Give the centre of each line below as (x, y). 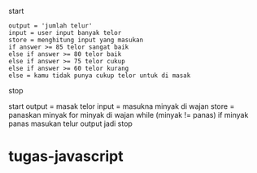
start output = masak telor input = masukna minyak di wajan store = (122, 106)
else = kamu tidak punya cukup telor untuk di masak (100, 76)
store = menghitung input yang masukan (76, 40)
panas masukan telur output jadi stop (70, 123)
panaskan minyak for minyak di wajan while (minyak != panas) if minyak (128, 115)
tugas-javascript (66, 156)
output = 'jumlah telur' (50, 26)
